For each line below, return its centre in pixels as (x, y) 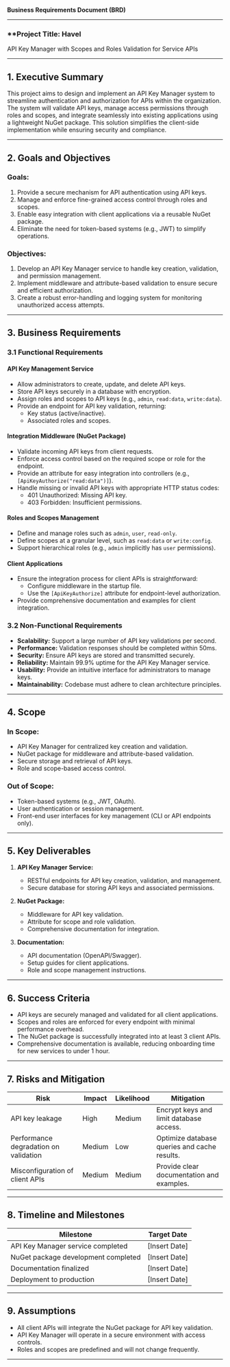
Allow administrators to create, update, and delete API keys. (101, 384)
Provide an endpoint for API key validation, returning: (91, 406)
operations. (33, 236)
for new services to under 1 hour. (63, 1051)
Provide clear (178, 1166)
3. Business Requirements (64, 333)
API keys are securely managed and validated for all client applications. (117, 1015)
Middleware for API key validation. (75, 915)
